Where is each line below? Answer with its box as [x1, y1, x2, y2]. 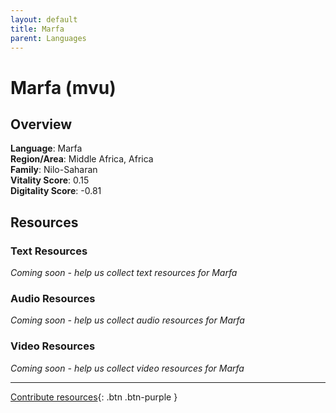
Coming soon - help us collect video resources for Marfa [10, 362, 245, 374]
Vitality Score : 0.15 [10, 174, 90, 186]
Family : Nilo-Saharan [10, 164, 98, 176]
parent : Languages [10, 33, 87, 43]
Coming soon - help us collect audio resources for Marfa [10, 314, 245, 326]
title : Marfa [10, 24, 65, 34]
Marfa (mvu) [10, 76, 117, 99]
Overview [10, 116, 73, 133]
